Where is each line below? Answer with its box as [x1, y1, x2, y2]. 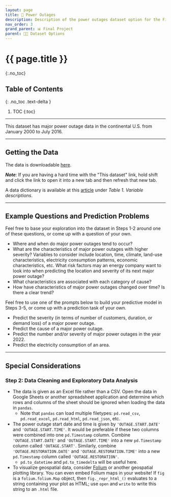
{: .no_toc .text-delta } [5, 98, 51, 105]
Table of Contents [5, 85, 64, 93]
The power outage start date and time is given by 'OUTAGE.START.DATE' [12, 421, 161, 427]
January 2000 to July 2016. [5, 128, 63, 134]
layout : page [5, 7, 33, 13]
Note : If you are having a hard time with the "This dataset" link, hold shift [5, 172, 158, 178]
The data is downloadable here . [5, 161, 72, 168]
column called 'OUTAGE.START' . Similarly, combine [12, 443, 117, 449]
